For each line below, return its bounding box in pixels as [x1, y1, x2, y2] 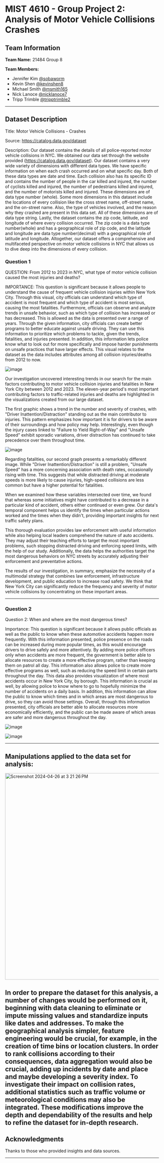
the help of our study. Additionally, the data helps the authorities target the [5, 548, 155, 554]
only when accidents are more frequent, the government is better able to [5, 652, 151, 658]
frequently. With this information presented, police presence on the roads [5, 636, 153, 642]
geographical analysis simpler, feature [5, 1026, 124, 1035]
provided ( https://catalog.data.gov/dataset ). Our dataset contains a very [5, 158, 150, 163]
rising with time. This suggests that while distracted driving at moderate [5, 472, 149, 478]
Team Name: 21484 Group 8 [5, 57, 62, 62]
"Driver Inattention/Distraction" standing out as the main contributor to [5, 411, 146, 417]
